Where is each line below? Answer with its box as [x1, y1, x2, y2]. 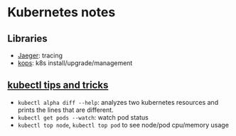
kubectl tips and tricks [7, 79, 109, 91]
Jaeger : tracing [17, 51, 63, 59]
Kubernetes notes [7, 4, 116, 21]
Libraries [7, 33, 48, 45]
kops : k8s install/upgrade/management [17, 59, 133, 67]
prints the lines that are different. [17, 106, 114, 114]
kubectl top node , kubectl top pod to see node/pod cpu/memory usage [17, 120, 230, 129]
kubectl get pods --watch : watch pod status [17, 113, 149, 121]
